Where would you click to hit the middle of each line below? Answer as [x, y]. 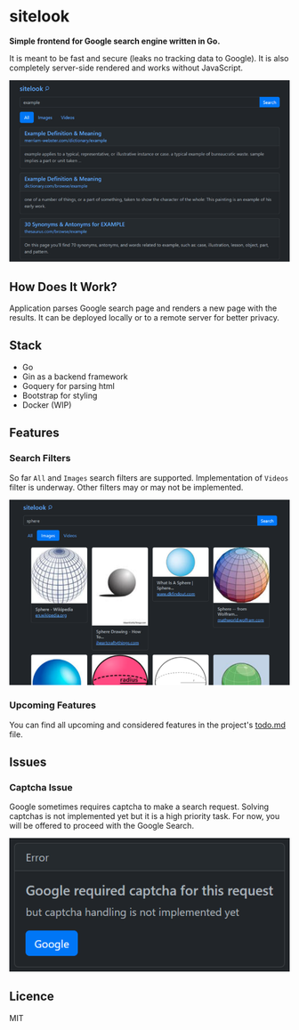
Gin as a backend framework [75, 377]
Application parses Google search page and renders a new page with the [143, 308]
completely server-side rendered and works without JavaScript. [126, 68]
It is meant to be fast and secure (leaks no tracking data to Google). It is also [149, 58]
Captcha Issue [41, 788]
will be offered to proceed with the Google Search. [101, 826]
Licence [32, 997]
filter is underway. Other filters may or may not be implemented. [126, 487]
